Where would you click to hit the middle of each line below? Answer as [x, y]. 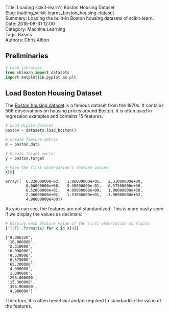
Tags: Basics [19, 34]
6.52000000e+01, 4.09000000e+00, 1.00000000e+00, [84, 190]
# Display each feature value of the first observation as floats [77, 224]
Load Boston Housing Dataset [54, 93]
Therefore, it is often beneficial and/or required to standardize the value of [83, 300]
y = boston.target [25, 158]
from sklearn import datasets [38, 73]
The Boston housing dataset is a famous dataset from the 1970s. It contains [85, 105]
